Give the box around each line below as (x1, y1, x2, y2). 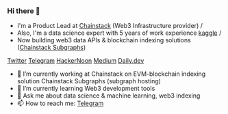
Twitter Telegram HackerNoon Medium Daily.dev (7, 57, 144, 65)
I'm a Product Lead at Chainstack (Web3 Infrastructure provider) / (16, 22, 203, 30)
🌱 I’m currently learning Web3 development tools (16, 85, 155, 93)
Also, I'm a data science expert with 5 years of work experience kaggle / (16, 29, 222, 37)
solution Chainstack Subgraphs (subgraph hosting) (16, 77, 161, 85)
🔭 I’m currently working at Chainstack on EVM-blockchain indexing (16, 70, 206, 78)
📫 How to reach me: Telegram (16, 99, 104, 108)
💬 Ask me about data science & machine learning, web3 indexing (16, 91, 201, 100)
